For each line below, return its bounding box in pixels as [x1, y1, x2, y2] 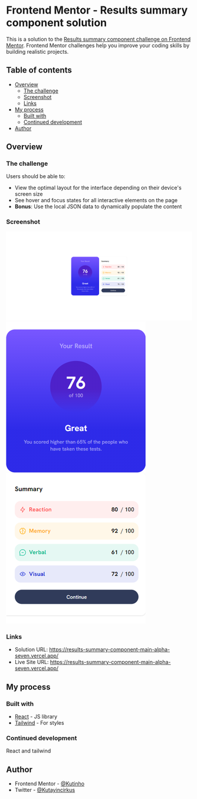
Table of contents [6, 65, 72, 75]
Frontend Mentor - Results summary [6, 4, 188, 17]
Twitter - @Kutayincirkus [14, 787, 75, 793]
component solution [6, 16, 107, 29]
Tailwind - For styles [14, 719, 64, 726]
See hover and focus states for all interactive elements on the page [14, 197, 178, 204]
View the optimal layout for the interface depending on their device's [14, 184, 182, 192]
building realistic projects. [6, 48, 69, 55]
